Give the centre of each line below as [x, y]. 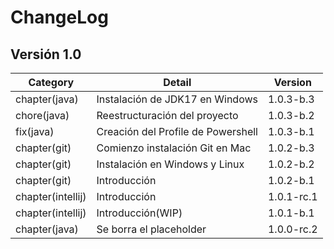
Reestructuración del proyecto [167, 115]
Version [292, 82]
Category [51, 82]
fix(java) [35, 131]
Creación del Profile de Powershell [177, 131]
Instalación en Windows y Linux [170, 164]
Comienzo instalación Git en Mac [174, 148]
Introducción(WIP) [139, 213]
